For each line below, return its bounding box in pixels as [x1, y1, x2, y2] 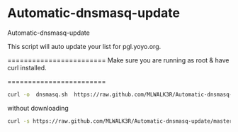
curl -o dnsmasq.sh [7, 91, 69, 98]
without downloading [7, 104, 69, 112]
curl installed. [7, 63, 47, 72]
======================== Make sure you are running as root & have [7, 55, 229, 65]
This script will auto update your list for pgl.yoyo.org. [7, 42, 161, 50]
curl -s [7, 117, 30, 125]
